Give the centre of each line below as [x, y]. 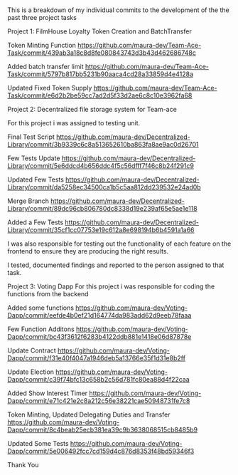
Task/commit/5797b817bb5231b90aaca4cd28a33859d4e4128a [101, 74]
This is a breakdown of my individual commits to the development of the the [118, 10]
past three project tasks [42, 18]
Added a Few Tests [36, 222]
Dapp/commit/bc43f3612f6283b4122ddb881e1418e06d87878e [99, 337]
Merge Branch [28, 201]
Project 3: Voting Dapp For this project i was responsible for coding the [111, 286]
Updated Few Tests [36, 179]
